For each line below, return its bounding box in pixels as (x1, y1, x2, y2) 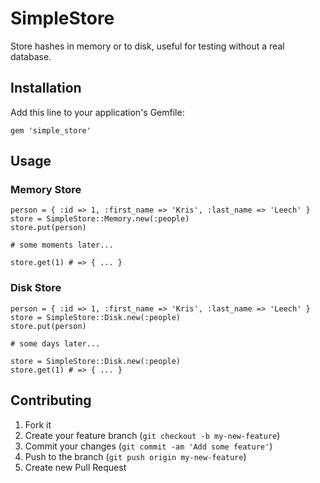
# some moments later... (10, 240, 114, 251)
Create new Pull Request (24, 461, 127, 473)
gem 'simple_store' (10, 125, 92, 136)
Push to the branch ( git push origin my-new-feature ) (24, 450, 247, 462)
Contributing (10, 392, 92, 409)
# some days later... (10, 338, 101, 349)
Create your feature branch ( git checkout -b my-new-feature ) (24, 429, 281, 441)
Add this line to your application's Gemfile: (10, 106, 185, 118)
